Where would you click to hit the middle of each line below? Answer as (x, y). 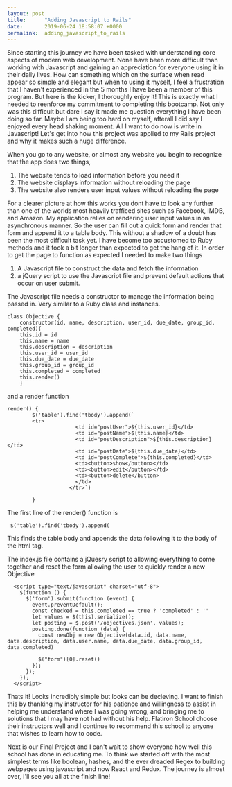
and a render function (38, 397)
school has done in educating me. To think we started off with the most (108, 754)
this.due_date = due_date (57, 359)
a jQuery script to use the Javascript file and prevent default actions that (121, 276)
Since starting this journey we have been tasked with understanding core (111, 53)
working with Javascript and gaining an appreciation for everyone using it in (115, 67)
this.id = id (38, 335)
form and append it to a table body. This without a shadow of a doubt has (112, 233)
